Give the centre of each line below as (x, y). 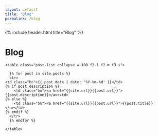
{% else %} (16, 99)
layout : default (21, 10)
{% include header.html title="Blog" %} (44, 33)
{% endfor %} (23, 121)
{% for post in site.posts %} (40, 74)
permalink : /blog (23, 19)
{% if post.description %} (32, 87)
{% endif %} (17, 112)
